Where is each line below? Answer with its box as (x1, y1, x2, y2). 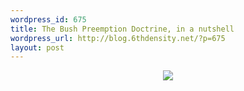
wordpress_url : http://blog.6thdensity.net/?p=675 (10, 33, 226, 43)
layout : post (10, 42, 65, 53)
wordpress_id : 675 (10, 14, 87, 25)
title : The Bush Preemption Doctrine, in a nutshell (10, 24, 235, 34)
